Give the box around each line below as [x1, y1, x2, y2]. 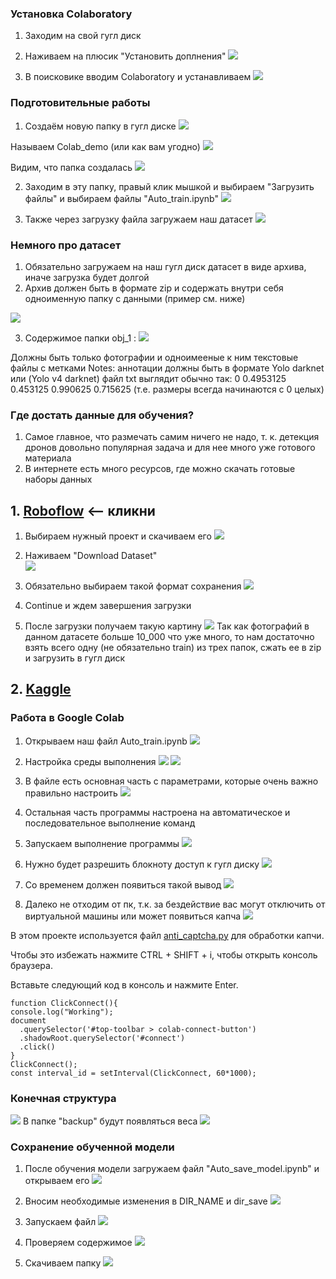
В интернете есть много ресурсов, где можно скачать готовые [24, 463, 296, 475]
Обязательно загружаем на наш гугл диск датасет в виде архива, [24, 260, 307, 272]
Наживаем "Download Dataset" [24, 550, 158, 561]
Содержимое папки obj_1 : [24, 332, 137, 344]
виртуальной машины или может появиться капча [24, 910, 242, 922]
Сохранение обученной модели [10, 1140, 175, 1154]
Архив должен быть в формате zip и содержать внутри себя [24, 282, 284, 294]
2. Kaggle [10, 681, 72, 698]
